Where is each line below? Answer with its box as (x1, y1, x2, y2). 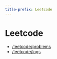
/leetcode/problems (11, 44, 51, 49)
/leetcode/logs (11, 48, 41, 54)
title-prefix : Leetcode (5, 7, 53, 12)
